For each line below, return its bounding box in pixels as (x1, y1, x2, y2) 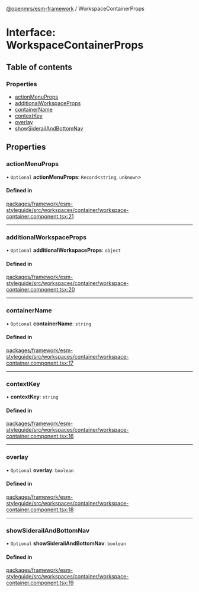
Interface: (6, 26, 56, 39)
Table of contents (6, 62, 72, 72)
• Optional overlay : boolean (6, 466, 74, 474)
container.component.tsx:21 (6, 213, 74, 220)
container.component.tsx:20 (6, 286, 75, 293)
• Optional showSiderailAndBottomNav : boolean (6, 540, 126, 547)
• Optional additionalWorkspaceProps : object (6, 246, 121, 254)
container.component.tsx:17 (6, 359, 74, 366)
